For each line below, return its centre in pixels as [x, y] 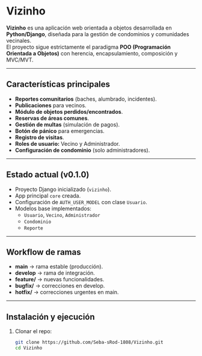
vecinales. [19, 40]
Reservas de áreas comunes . [52, 118]
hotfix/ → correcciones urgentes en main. [67, 292]
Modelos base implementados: [53, 208]
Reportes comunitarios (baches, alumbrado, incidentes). [86, 99]
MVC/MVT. [20, 60]
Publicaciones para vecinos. [50, 105]
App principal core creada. [48, 195]
